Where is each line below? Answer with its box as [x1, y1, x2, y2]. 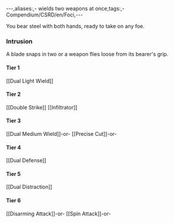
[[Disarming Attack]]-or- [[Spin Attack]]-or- [6, 210, 111, 217]
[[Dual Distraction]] [6, 184, 53, 191]
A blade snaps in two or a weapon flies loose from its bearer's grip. [6, 51, 169, 58]
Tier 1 [6, 64, 20, 71]
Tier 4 [6, 144, 21, 151]
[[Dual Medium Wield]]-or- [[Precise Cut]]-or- [6, 130, 118, 137]
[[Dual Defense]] [6, 157, 46, 164]
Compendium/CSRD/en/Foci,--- [6, 11, 83, 18]
